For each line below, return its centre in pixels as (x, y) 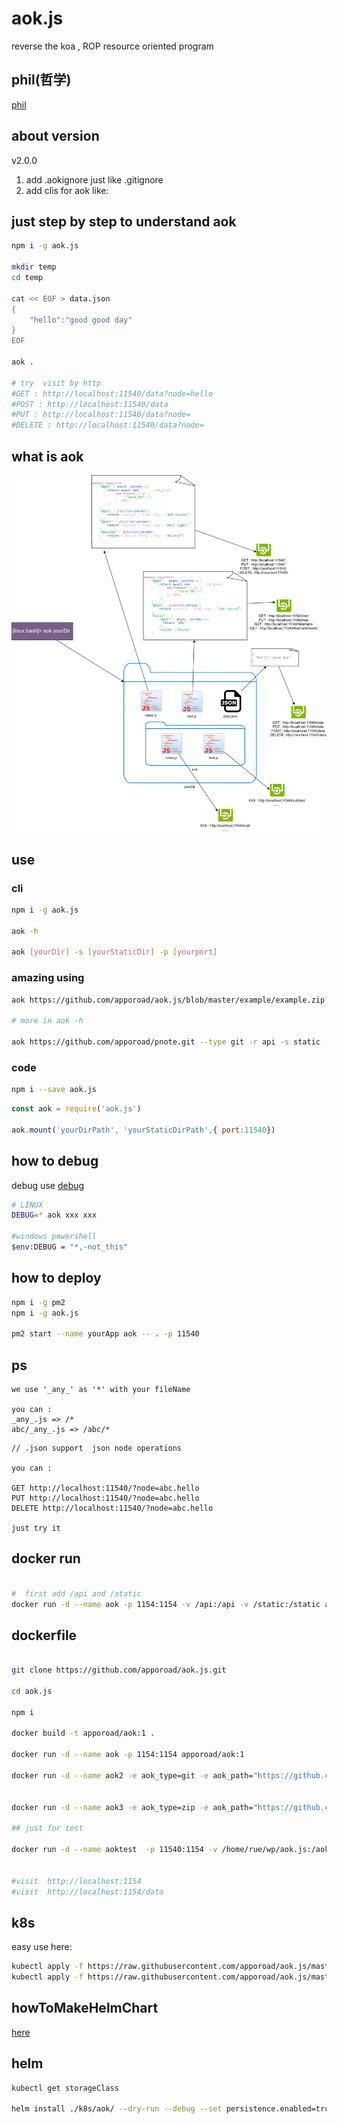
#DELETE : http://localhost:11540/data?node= (107, 425)
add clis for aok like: (67, 190)
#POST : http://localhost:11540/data (90, 404)
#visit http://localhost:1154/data (87, 1892)
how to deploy (56, 1278)
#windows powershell (54, 1237)
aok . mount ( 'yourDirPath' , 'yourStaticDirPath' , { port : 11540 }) (143, 1130)
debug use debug (48, 1185)
